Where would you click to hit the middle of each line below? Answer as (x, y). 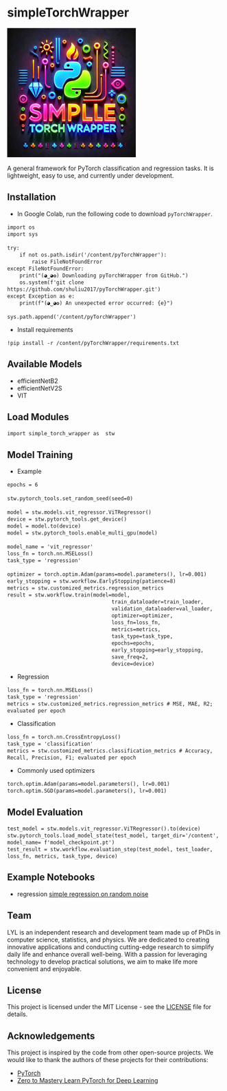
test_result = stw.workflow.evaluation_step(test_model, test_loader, (110, 849)
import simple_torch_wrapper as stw (61, 434)
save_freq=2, (130, 657)
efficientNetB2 (37, 381)
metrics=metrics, (136, 630)
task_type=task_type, (142, 636)
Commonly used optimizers (56, 771)
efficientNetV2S (39, 388)
